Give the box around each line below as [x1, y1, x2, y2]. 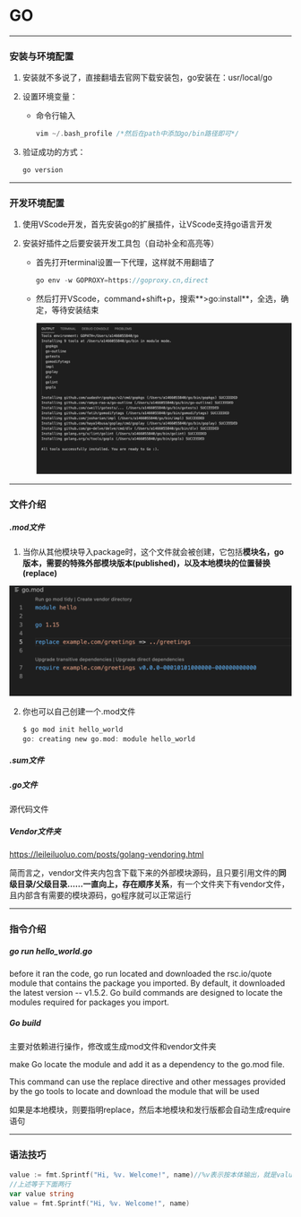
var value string [9, 1189, 74, 1199]
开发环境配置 [9, 196, 65, 209]
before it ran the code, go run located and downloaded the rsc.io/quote [9, 969, 272, 979]
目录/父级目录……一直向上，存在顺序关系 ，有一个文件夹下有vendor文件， [16, 879, 289, 890]
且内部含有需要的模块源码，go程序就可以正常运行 [9, 890, 192, 901]
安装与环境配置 [9, 50, 74, 63]
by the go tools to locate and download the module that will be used [9, 1085, 260, 1096]
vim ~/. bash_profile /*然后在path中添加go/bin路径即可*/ [35, 129, 239, 139]
